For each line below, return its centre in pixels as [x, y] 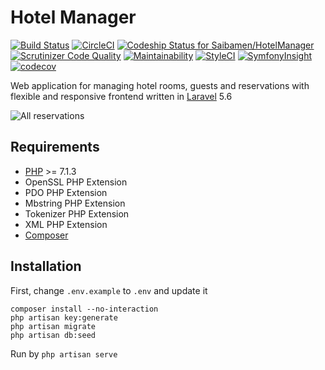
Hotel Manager [73, 17]
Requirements [55, 147]
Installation [46, 266]
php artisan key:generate [64, 317]
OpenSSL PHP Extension [76, 182]
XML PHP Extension [66, 224]
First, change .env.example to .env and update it [109, 290]
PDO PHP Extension [66, 192]
